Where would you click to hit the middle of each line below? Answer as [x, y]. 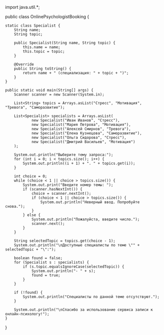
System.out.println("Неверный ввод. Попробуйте [90, 202]
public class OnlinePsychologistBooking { [47, 16]
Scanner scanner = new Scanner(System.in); [59, 94]
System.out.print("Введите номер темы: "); [68, 185]
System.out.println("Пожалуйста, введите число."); [85, 219]
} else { [32, 215]
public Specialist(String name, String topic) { [65, 43]
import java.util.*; [23, 7]
